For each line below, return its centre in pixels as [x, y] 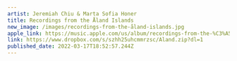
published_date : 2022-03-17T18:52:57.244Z [71, 46]
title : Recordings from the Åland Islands [71, 20]
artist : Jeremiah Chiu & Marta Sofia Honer [72, 14]
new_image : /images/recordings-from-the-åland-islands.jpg [96, 27]
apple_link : [25, 33]
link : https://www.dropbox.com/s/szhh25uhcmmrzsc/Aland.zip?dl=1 [105, 40]
